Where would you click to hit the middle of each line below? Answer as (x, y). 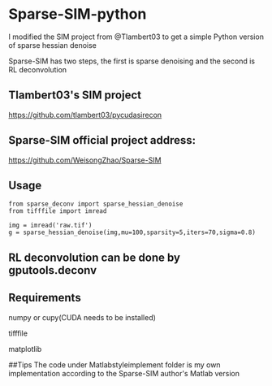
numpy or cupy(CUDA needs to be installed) (82, 317)
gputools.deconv (53, 270)
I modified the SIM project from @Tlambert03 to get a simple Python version (136, 37)
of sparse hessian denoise (53, 45)
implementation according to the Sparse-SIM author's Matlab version (124, 373)
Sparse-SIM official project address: (102, 140)
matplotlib (25, 349)
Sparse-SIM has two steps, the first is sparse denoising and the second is (132, 61)
